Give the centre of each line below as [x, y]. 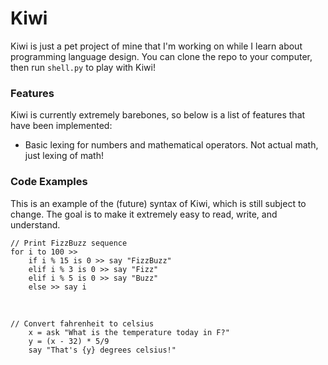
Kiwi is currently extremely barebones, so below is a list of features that [158, 115]
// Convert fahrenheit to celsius [82, 323]
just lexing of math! [64, 156]
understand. [35, 224]
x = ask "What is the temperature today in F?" [129, 332]
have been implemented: [61, 126]
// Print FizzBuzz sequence [69, 243]
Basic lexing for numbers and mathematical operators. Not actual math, [171, 145]
